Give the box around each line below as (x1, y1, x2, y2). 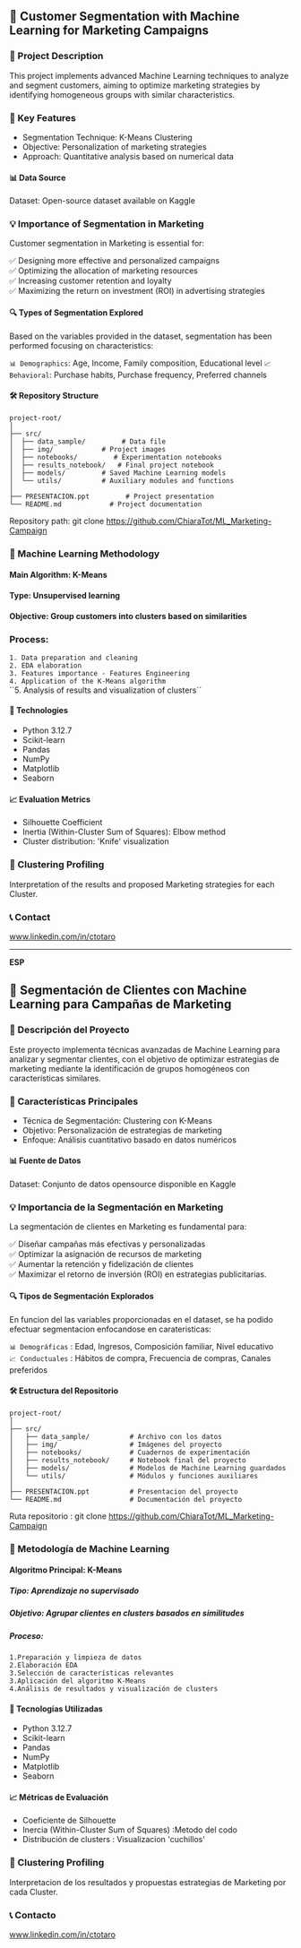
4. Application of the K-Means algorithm (9, 677, 167, 685)
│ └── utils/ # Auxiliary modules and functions (9, 476, 235, 485)
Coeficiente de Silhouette (21, 1815, 116, 1826)
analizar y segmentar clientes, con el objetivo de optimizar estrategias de (9, 1054, 279, 1065)
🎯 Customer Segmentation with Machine (9, 9, 240, 24)
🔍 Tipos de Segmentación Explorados (9, 1290, 154, 1301)
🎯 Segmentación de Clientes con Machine (9, 983, 247, 998)
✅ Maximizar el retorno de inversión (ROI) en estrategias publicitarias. (9, 1269, 267, 1280)
